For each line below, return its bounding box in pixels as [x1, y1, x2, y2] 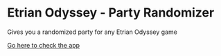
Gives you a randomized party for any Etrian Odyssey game [7, 28, 178, 36]
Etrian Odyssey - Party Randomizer [7, 5, 215, 21]
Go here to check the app [7, 41, 80, 49]
